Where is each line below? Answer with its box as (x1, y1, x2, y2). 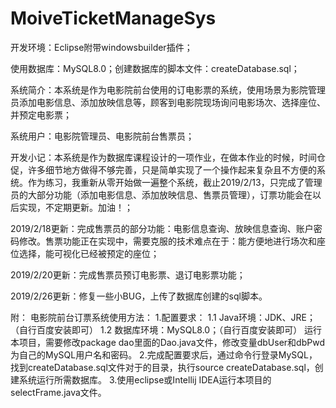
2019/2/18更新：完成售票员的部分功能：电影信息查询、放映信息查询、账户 (10, 222, 314, 234)
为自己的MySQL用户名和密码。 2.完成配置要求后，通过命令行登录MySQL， (10, 348, 318, 361)
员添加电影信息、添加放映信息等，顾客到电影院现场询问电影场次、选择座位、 (10, 96, 326, 108)
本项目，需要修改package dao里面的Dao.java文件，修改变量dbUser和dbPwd (10, 336, 325, 348)
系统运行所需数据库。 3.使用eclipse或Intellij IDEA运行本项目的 (18, 373, 272, 386)
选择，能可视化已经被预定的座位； (18, 247, 160, 259)
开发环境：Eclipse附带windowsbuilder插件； (10, 41, 193, 53)
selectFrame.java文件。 (10, 386, 107, 398)
